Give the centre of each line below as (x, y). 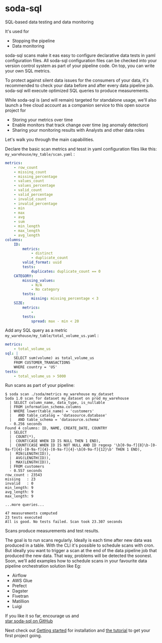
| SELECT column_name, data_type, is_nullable (57, 403)
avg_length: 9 (19, 492)
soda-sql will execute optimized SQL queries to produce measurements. (77, 90)
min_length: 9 (19, 488)
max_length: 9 (19, 496)
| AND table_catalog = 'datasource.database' (58, 416)
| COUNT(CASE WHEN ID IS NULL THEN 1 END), (55, 441)
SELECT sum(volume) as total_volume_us (54, 358)
